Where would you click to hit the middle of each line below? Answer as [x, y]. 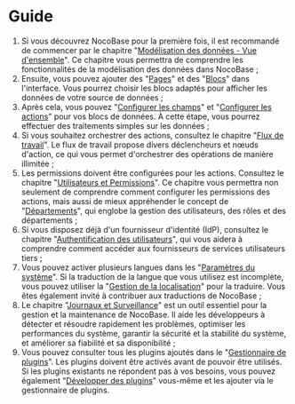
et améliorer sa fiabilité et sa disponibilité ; [98, 343]
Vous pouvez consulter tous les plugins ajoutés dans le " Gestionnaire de [154, 352]
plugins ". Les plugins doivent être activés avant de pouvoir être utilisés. [151, 361]
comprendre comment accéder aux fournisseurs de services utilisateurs [153, 248]
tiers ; [32, 257]
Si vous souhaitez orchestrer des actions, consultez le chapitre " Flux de [152, 135]
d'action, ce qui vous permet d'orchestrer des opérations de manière [147, 154]
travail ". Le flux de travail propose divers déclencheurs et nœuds [140, 145]
